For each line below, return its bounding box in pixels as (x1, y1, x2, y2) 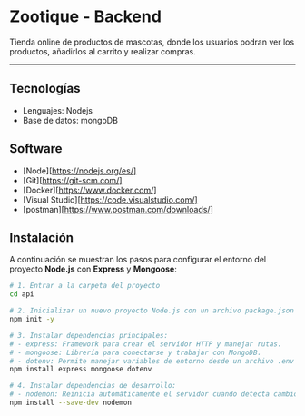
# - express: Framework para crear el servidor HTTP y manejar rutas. (9, 339, 282, 349)
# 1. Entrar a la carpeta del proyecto (9, 282, 161, 291)
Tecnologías (9, 81, 81, 96)
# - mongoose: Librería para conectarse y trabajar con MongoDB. (9, 348, 261, 357)
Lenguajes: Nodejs (22, 104, 93, 115)
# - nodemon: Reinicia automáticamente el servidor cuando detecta (9, 390, 271, 399)
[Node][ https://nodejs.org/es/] (22, 165, 137, 176)
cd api (9, 290, 34, 299)
